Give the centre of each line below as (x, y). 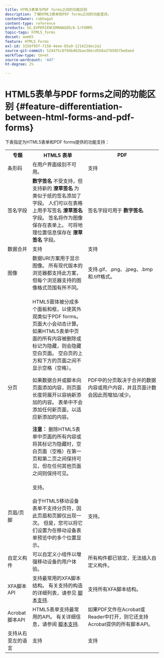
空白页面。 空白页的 (55, 354)
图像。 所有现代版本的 (58, 266)
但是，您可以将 (61, 523)
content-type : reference (30, 23)
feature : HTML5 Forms (27, 42)
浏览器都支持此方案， (57, 273)
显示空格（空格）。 (53, 368)
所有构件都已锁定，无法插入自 (122, 558)
